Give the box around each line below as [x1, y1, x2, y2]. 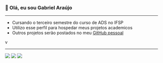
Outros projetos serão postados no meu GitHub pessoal [12, 30, 124, 36]
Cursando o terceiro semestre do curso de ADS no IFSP [12, 20, 124, 25]
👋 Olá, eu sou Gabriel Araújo [5, 4, 73, 11]
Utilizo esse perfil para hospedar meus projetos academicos [12, 25, 132, 31]
